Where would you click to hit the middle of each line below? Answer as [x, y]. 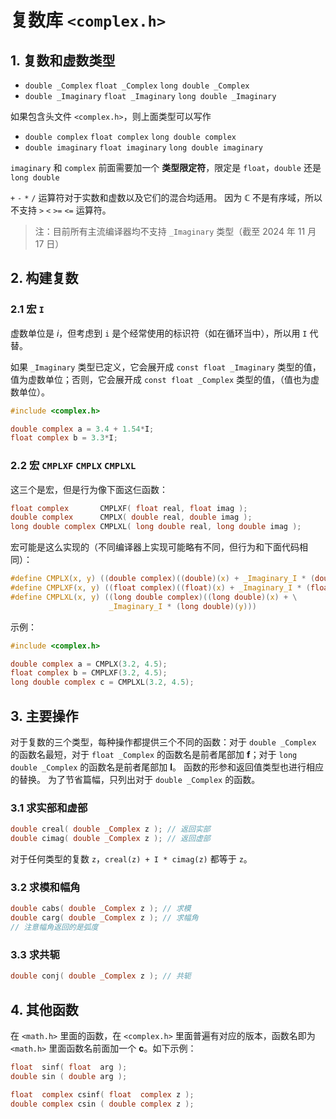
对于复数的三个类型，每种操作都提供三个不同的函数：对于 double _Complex [163, 742]
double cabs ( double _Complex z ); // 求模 [101, 909]
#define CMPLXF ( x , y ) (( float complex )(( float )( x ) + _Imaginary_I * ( [160, 588]
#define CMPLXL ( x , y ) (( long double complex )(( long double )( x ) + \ [154, 597]
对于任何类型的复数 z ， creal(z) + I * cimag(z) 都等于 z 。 [131, 859]
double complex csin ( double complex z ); [102, 1104]
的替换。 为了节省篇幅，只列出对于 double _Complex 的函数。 [135, 780]
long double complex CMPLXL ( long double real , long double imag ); [156, 527]
